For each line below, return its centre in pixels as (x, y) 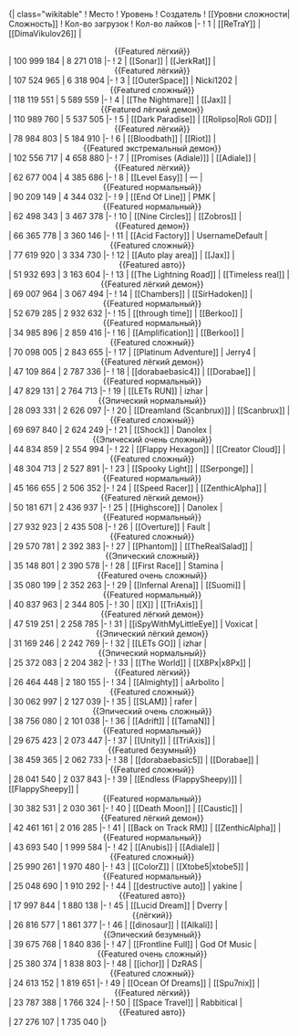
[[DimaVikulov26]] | (45, 33)
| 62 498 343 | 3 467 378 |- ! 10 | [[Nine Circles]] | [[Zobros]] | (125, 216)
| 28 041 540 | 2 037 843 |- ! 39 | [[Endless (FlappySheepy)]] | (125, 779)
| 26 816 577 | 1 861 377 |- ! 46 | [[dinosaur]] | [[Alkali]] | (113, 925)
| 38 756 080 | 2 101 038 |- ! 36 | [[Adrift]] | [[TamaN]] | (112, 721)
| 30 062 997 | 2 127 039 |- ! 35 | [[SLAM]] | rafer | (103, 702)
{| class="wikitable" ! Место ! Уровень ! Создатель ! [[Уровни (125, 14)
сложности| (267, 14)
